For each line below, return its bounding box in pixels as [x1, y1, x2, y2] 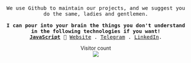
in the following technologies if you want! [30, 28, 161, 34]
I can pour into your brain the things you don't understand [6, 23, 186, 28]
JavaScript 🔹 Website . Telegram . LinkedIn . [29, 34, 162, 40]
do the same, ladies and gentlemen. [43, 11, 148, 17]
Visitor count [80, 45, 112, 51]
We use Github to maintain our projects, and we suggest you [6, 5, 186, 11]
